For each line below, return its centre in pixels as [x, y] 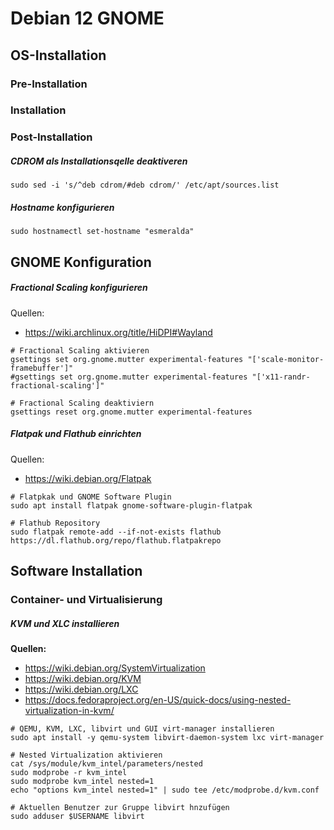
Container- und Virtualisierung [86, 599]
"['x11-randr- [281, 377]
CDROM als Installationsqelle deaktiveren [99, 161]
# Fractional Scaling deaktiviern [82, 403]
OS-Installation [58, 55]
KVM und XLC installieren [65, 623]
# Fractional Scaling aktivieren [80, 350]
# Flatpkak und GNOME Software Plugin [91, 497]
